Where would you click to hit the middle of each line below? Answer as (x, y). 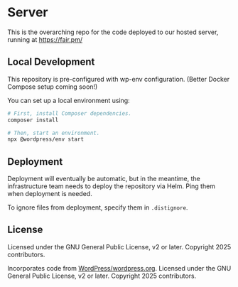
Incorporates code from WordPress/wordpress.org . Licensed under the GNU (119, 268)
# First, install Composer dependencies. (70, 113)
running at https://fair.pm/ (45, 39)
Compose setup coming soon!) (53, 87)
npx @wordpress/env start (45, 139)
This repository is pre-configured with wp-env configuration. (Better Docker (118, 79)
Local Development (51, 62)
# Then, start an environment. (54, 133)
